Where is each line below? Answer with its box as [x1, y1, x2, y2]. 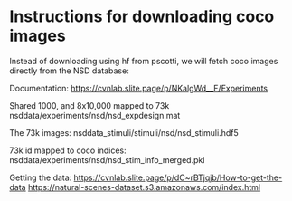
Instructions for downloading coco [9, 6, 275, 27]
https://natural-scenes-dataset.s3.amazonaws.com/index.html [27, 181, 260, 192]
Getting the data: [9, 172, 72, 183]
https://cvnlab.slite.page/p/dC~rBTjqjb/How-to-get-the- [73, 172, 283, 183]
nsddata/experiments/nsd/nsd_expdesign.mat [9, 110, 181, 120]
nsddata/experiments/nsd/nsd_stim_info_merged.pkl [9, 154, 205, 165]
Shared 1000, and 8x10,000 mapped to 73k [9, 100, 170, 110]
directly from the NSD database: [9, 65, 129, 76]
